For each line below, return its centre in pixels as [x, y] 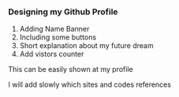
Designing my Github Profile [63, 12]
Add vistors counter [52, 54]
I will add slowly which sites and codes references [90, 84]
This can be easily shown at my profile [71, 69]
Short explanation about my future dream [86, 46]
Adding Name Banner [54, 29]
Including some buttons [58, 37]
